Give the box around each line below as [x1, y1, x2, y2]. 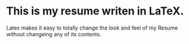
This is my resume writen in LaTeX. [6, 4, 184, 18]
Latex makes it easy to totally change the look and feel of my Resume [6, 24, 179, 31]
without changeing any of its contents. [6, 30, 102, 37]
